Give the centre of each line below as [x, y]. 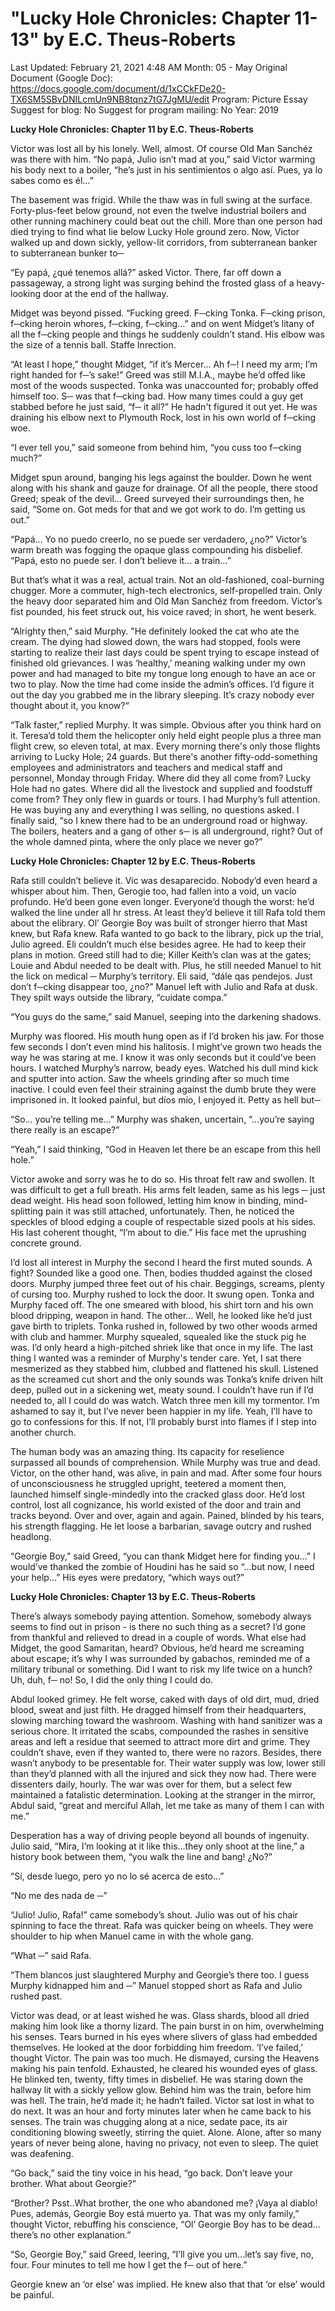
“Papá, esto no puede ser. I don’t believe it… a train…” [121, 560]
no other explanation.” [85, 2234]
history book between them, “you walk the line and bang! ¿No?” [141, 1856]
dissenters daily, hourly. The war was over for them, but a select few [151, 1784]
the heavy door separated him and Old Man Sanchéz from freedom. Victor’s [166, 601]
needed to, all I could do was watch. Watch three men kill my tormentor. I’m [165, 1400]
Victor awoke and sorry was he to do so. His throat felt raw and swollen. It [162, 1179]
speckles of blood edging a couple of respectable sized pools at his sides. [163, 1221]
